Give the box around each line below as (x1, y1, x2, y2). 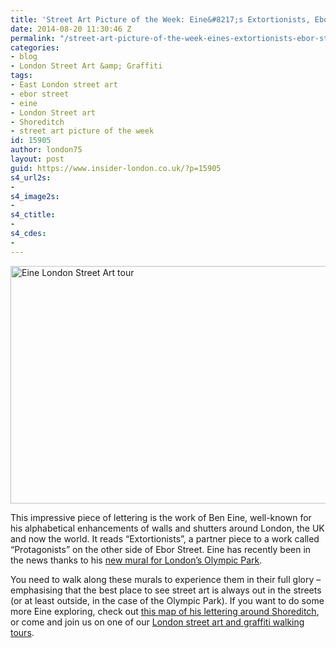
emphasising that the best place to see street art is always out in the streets (10, 584, 322, 596)
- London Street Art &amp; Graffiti (10, 61, 163, 71)
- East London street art (10, 80, 118, 90)
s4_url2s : (10, 172, 52, 183)
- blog (10, 52, 38, 62)
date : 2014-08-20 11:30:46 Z (10, 24, 132, 34)
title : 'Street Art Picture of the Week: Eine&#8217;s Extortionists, (10, 14, 311, 25)
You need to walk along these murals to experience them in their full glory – (10, 573, 322, 585)
